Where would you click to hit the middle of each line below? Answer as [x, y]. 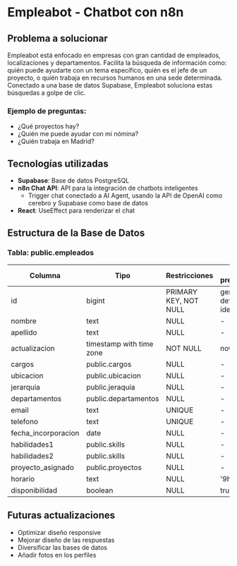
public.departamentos [123, 398]
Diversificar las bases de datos [62, 547]
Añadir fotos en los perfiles [57, 555]
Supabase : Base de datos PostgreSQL [73, 181]
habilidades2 [32, 456]
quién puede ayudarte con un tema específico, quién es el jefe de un [107, 70]
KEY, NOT [182, 301]
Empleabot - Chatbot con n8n [96, 12]
